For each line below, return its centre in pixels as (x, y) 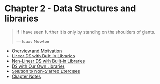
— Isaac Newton (33, 41)
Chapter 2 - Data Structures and (70, 8)
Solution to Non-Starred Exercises (46, 71)
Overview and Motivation (37, 51)
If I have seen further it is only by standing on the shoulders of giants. (86, 32)
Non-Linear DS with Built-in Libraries (48, 61)
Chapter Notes (26, 76)
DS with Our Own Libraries (38, 66)
